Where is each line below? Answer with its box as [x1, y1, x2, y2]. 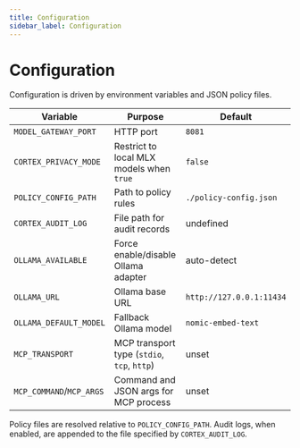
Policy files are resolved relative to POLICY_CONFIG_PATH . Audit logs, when [9, 419, 276, 430]
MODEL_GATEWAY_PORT [13, 127, 96, 137]
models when [113, 163, 171, 175]
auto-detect [185, 254, 237, 266]
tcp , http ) [113, 359, 154, 372]
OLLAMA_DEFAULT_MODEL [13, 318, 105, 328]
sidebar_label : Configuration [9, 21, 122, 30]
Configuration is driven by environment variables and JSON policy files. [9, 89, 272, 100]
